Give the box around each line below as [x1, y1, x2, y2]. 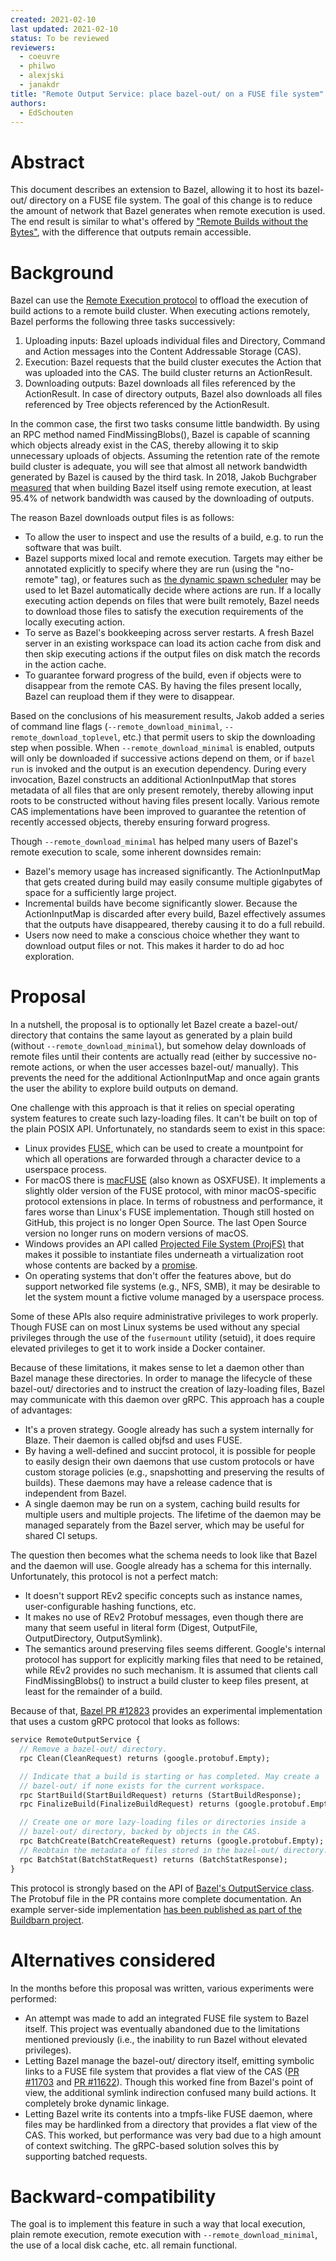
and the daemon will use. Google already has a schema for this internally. [10, 1560, 312, 1572]
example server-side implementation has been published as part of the [10, 1903, 303, 1915]
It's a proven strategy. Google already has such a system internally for [24, 1424, 314, 1436]
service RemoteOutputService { [10, 1735, 141, 1745]
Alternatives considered [10, 1949, 216, 1971]
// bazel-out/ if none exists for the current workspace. [19, 1781, 267, 1791]
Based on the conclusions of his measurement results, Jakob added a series [10, 710, 325, 722]
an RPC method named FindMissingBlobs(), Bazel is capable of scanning [10, 429, 311, 441]
